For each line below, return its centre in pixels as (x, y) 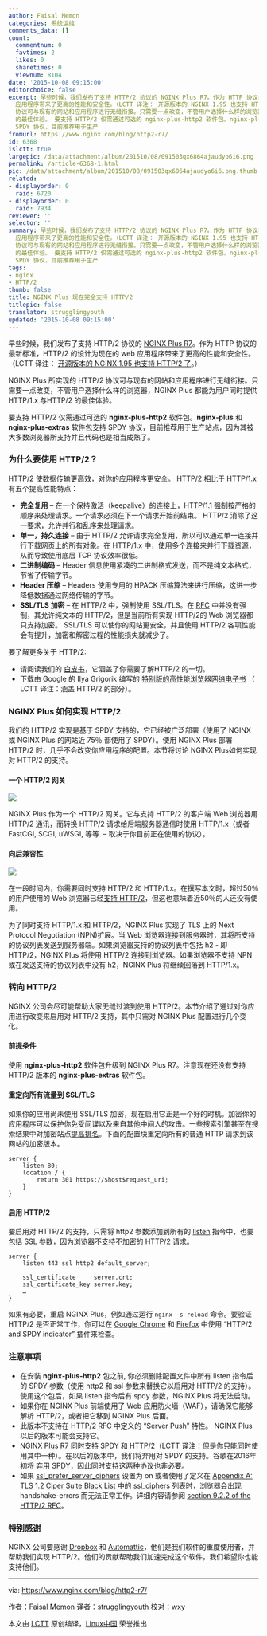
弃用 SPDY (53, 1465)
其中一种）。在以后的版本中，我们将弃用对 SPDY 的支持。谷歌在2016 (138, 1455)
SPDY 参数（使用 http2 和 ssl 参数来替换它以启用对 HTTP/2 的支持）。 (142, 1386)
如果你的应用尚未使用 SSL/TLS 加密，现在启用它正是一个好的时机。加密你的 (132, 1114)
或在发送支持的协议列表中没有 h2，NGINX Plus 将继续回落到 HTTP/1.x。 (126, 965)
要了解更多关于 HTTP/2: (47, 651)
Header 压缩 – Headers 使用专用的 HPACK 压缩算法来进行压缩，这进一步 (138, 585)
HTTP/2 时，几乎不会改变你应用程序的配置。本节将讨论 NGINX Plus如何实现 (132, 750)
